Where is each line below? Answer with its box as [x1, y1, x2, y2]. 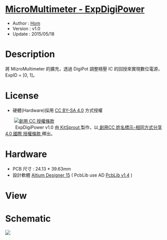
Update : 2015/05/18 [12, 31, 55, 37]
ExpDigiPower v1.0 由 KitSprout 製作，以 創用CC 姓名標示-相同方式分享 [15, 124, 162, 130]
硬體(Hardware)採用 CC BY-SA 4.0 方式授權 [12, 107, 103, 113]
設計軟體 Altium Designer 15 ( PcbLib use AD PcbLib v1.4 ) [12, 172, 133, 178]
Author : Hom [12, 20, 41, 26]
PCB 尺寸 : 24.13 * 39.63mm [12, 166, 71, 172]
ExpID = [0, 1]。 [5, 72, 38, 78]
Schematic [5, 213, 51, 224]
